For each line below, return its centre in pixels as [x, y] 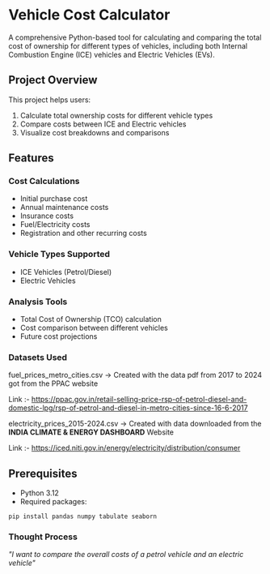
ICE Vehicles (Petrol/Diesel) [66, 272]
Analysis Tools [38, 302]
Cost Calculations [44, 182]
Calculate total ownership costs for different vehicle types [116, 115]
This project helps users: [50, 100]
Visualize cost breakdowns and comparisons [95, 132]
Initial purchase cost [54, 199]
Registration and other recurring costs [83, 233]
